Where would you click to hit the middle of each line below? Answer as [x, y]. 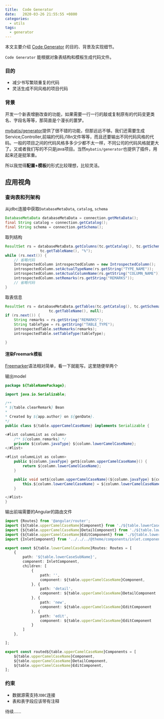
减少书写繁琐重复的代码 [36, 82]
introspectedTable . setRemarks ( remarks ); [55, 329]
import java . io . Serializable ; [36, 394]
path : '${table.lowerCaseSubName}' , [60, 557]
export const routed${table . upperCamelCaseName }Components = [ [71, 652]
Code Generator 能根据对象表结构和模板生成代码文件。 [60, 57]
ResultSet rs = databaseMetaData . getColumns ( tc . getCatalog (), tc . [74, 246]
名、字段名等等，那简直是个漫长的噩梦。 [46, 120]
